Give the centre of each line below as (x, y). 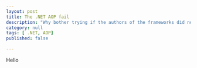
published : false (27, 38)
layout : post (22, 11)
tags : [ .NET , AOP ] (30, 33)
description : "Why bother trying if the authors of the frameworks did (95, 22)
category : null (25, 28)
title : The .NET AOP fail (38, 17)
